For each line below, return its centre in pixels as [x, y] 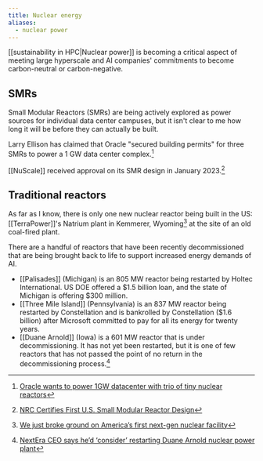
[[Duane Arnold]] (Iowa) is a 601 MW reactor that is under [112, 337]
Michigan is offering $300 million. [74, 296]
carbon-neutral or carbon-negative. [66, 69]
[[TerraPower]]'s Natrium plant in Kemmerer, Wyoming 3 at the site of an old [130, 223]
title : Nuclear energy [45, 15]
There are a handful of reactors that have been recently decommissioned [126, 247]
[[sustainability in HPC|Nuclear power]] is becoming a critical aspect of [122, 53]
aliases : [22, 23]
